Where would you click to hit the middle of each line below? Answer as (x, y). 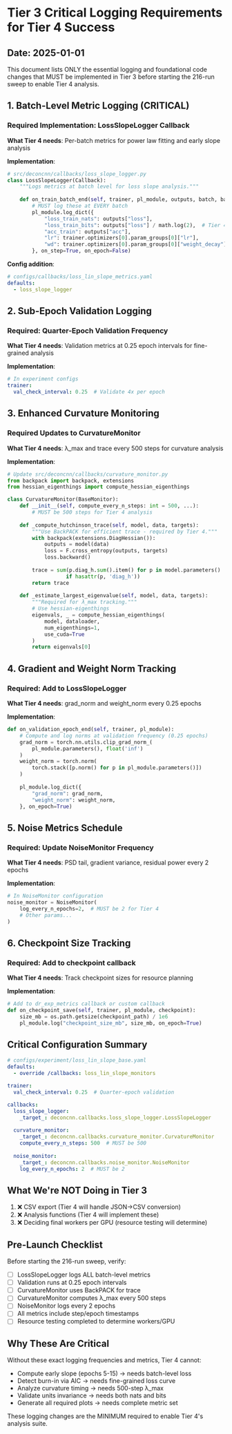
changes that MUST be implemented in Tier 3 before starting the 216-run (111, 77)
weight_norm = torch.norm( (58, 762)
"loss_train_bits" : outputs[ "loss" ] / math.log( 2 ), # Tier (132, 225)
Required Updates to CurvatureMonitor (74, 433)
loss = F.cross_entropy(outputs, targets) (106, 551)
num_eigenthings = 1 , (72, 628)
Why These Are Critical (58, 1343)
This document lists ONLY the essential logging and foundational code (107, 69)
